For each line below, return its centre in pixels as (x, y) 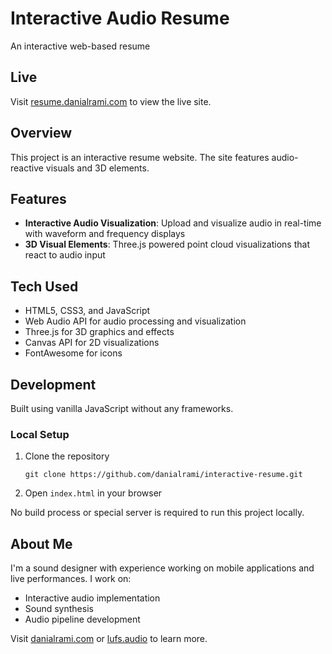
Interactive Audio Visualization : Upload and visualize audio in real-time (173, 223)
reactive (27, 168)
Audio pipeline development (82, 619)
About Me (41, 543)
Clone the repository (67, 456)
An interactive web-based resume (80, 46)
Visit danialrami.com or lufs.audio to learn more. (109, 639)
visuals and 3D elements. (97, 168)
